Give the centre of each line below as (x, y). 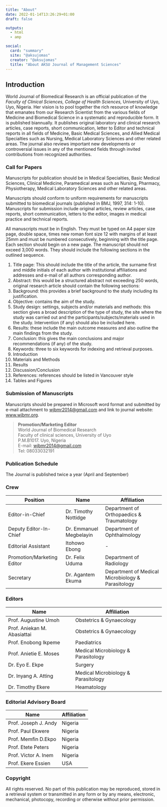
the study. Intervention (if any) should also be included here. (74, 323)
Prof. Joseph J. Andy (33, 723)
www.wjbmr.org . (22, 415)
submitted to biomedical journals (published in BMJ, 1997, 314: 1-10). (75, 203)
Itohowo (75, 543)
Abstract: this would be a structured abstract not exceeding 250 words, (86, 281)
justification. (26, 296)
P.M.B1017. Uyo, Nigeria (42, 440)
